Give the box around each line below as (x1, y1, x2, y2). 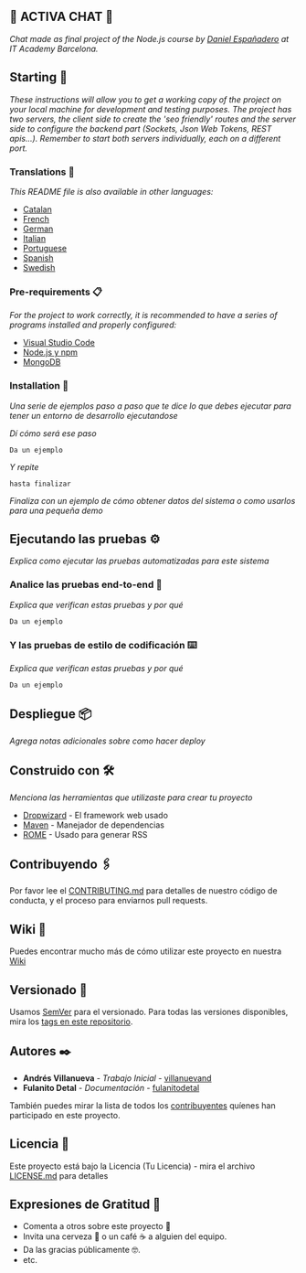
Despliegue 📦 (9, 706, 92, 722)
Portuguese (22, 242, 67, 253)
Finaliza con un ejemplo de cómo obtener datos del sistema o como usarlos (9, 495, 296, 506)
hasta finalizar (9, 479, 71, 488)
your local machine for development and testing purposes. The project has (9, 103, 292, 114)
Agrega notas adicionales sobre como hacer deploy (9, 735, 206, 746)
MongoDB (22, 357, 61, 368)
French (22, 213, 50, 224)
